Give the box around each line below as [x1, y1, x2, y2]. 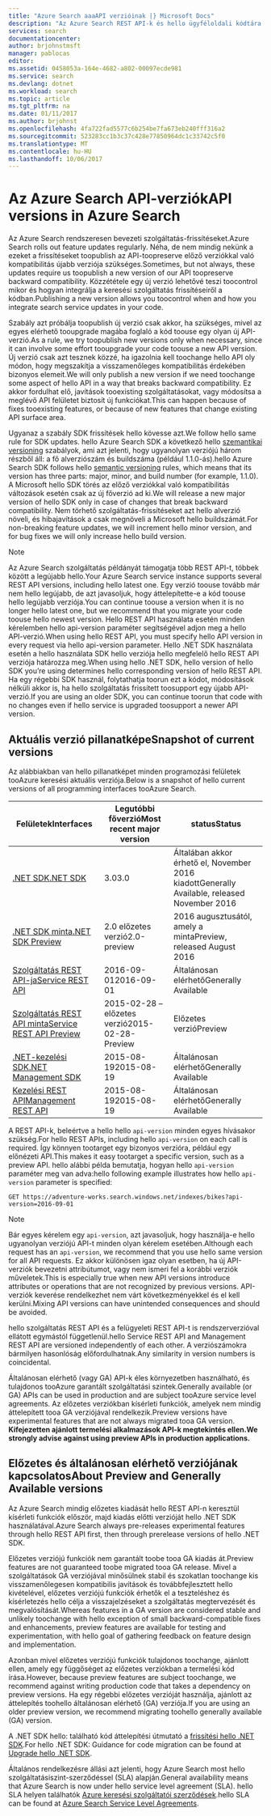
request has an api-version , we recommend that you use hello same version [8, 1247, 263, 1257]
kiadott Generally [173, 877, 236, 889]
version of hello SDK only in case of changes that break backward [8, 497, 228, 507]
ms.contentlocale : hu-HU [8, 147, 92, 155]
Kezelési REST [12, 1085, 67, 1096]
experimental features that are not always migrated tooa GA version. [8, 1416, 236, 1425]
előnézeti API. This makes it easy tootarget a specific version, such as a [8, 1152, 244, 1161]
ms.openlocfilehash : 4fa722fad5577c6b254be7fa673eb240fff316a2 [8, 125, 226, 133]
